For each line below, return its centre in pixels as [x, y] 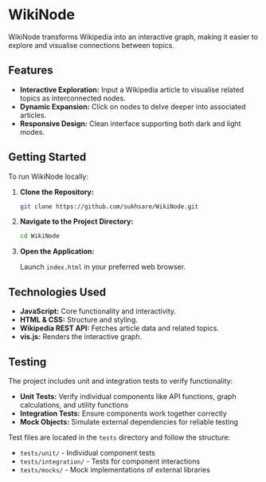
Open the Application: [57, 251]
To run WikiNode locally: [49, 176]
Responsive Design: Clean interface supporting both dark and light [130, 123]
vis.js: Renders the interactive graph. [80, 337]
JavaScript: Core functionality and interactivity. [98, 311]
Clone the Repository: [57, 192]
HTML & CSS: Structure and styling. [78, 320]
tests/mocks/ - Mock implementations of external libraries [115, 469]
